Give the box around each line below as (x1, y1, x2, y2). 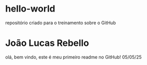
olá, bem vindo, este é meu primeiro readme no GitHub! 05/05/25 (5, 54, 142, 60)
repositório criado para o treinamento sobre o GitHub (5, 20, 116, 26)
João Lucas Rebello (5, 37, 89, 49)
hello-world (5, 3, 56, 15)
